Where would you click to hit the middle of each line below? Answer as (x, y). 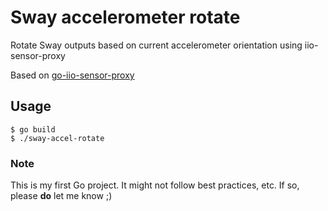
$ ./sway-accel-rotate (57, 138)
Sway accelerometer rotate (125, 17)
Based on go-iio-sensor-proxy (72, 75)
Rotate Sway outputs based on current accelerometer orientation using (156, 45)
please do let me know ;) (61, 196)
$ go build (33, 129)
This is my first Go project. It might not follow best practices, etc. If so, (155, 185)
